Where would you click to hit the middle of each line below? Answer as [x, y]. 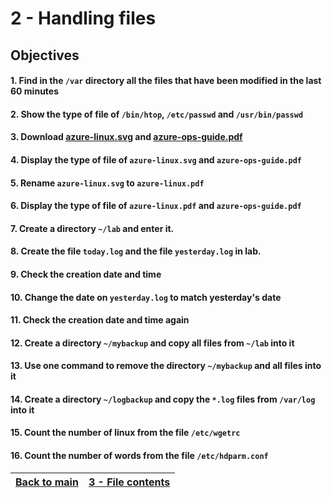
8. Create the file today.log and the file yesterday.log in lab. [136, 251]
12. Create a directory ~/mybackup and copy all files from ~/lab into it [152, 343]
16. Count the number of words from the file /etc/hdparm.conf [139, 456]
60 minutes [35, 91]
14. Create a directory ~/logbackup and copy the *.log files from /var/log [163, 399]
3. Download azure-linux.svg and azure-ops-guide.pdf [126, 137]
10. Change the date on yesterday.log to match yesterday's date [146, 297]
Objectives [45, 55]
